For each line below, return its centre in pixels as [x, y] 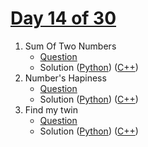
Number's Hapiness [65, 78]
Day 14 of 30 [63, 18]
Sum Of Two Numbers [70, 46]
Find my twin [51, 109]
